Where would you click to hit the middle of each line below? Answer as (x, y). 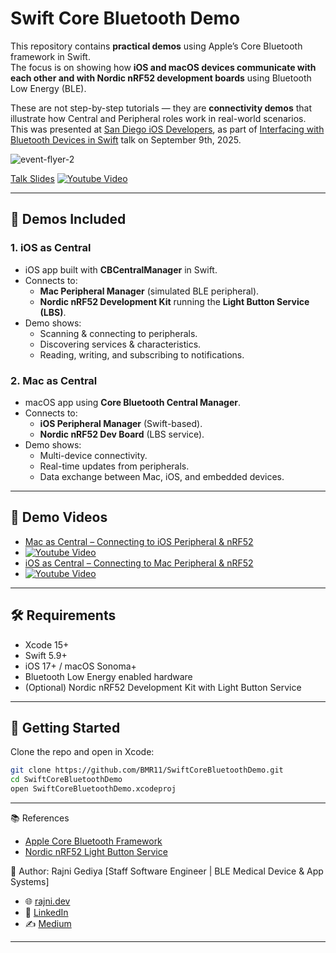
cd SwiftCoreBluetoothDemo (66, 780)
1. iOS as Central (51, 248)
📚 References (40, 818)
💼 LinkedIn (46, 912)
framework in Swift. (50, 56)
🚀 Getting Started (65, 727)
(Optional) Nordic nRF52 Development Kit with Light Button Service (163, 687)
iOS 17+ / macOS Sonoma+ (80, 666)
